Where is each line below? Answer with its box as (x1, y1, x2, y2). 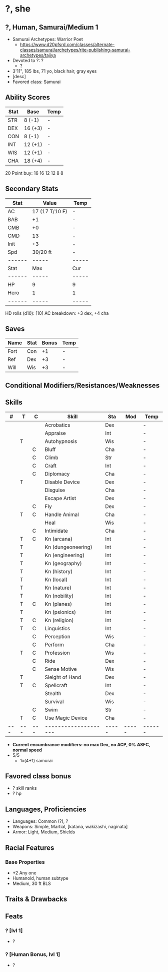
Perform (44, 641, 64, 648)
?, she (5, 3, 31, 15)
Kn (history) (44, 568, 73, 575)
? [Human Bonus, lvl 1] (5, 950, 60, 957)
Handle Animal (44, 511, 79, 518)
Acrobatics (44, 421, 70, 428)
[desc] (12, 74, 26, 79)
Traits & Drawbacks (5, 895, 67, 903)
